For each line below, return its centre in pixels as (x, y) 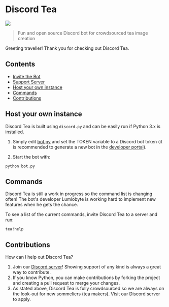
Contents (20, 64)
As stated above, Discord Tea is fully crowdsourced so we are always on (88, 289)
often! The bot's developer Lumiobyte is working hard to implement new (81, 199)
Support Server (29, 82)
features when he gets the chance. (42, 205)
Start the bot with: (31, 157)
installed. (15, 132)
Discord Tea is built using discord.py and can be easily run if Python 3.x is (83, 126)
